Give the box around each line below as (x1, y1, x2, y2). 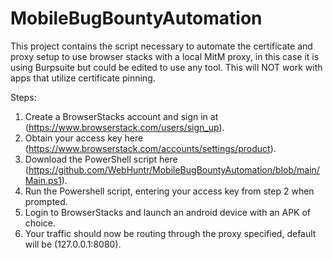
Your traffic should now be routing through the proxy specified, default (24, 227, 317, 239)
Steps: (10, 91, 37, 103)
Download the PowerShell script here (24, 153, 178, 165)
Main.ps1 (24, 174, 62, 186)
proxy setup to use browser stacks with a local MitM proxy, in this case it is (10, 50, 320, 62)
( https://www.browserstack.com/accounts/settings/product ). (24, 142, 277, 154)
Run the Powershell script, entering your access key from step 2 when (24, 185, 315, 197)
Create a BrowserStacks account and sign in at (24, 110, 219, 122)
